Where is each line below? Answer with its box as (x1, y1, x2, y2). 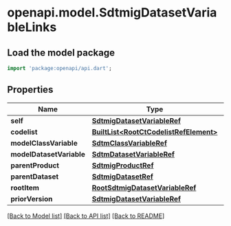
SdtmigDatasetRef (91, 172, 153, 181)
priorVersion (10, 194, 53, 203)
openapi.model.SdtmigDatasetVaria (7, 5, 217, 21)
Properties (7, 84, 54, 95)
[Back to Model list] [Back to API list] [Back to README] (7, 212, 165, 220)
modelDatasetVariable (10, 149, 86, 159)
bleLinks (7, 19, 57, 35)
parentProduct (10, 160, 60, 170)
